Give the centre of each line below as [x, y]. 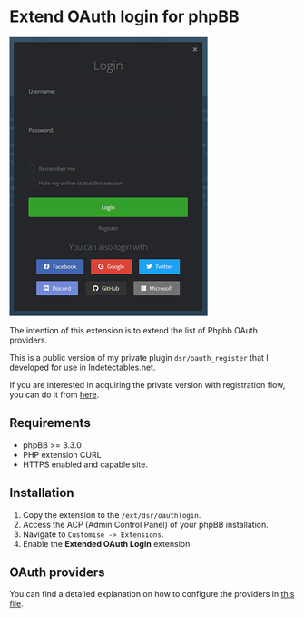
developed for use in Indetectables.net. [83, 367]
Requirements [50, 423]
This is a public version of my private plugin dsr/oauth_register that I [139, 357]
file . [17, 604]
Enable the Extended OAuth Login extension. [108, 543]
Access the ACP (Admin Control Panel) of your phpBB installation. [146, 524]
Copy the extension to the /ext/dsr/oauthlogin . [112, 514]
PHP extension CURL [62, 454]
